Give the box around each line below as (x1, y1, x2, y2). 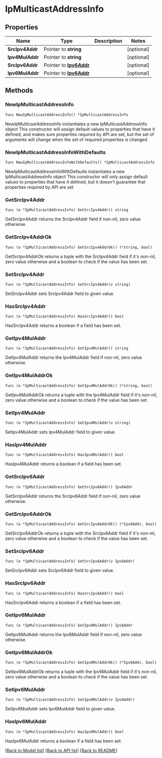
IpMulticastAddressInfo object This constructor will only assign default (5, 173, 148, 180)
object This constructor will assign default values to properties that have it (5, 126, 155, 132)
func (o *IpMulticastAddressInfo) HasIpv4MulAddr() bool (5, 453, 124, 458)
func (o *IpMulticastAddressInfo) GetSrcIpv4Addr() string (5, 208, 129, 213)
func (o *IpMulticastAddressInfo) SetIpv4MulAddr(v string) (5, 421, 131, 426)
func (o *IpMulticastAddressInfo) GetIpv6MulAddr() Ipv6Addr (5, 623, 133, 628)
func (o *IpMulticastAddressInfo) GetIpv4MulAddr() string (5, 346, 129, 351)
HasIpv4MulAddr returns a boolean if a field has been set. (5, 461, 122, 467)
